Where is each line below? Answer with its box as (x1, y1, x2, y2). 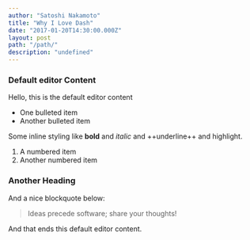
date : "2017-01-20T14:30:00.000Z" (8, 26, 123, 34)
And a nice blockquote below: (8, 193, 105, 203)
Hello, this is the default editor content (8, 93, 133, 102)
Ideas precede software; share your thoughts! (27, 208, 177, 218)
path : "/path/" (8, 41, 59, 49)
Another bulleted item (19, 116, 91, 126)
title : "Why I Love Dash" (8, 19, 93, 27)
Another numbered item (19, 155, 97, 165)
